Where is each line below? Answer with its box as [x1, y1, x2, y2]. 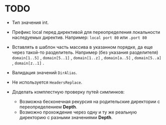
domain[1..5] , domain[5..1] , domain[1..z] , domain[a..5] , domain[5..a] [11, 54, 162, 60]
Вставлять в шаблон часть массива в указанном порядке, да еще [11, 44, 153, 50]
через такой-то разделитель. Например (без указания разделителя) [11, 49, 158, 55]
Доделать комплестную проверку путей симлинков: [11, 89, 125, 95]
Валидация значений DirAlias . [11, 69, 77, 75]
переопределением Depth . [19, 104, 77, 110]
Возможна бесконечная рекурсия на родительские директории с [19, 98, 160, 105]
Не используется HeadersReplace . [11, 79, 82, 85]
